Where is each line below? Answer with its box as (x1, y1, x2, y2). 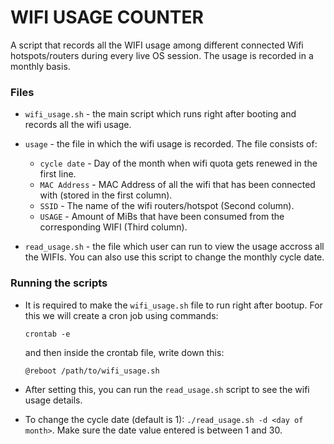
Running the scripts (10, 276, 108, 290)
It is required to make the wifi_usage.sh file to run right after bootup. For (24, 299, 323, 311)
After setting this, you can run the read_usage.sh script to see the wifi (24, 383, 310, 395)
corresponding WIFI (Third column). (39, 221, 188, 233)
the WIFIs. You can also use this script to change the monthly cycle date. (24, 251, 325, 263)
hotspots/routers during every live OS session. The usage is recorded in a (10, 49, 314, 61)
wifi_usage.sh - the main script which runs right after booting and (24, 108, 297, 120)
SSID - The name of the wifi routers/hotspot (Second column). (39, 200, 295, 212)
